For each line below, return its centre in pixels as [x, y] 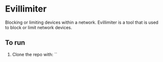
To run [15, 43]
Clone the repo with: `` [35, 54]
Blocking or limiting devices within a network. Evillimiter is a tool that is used [82, 22]
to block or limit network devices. [39, 27]
